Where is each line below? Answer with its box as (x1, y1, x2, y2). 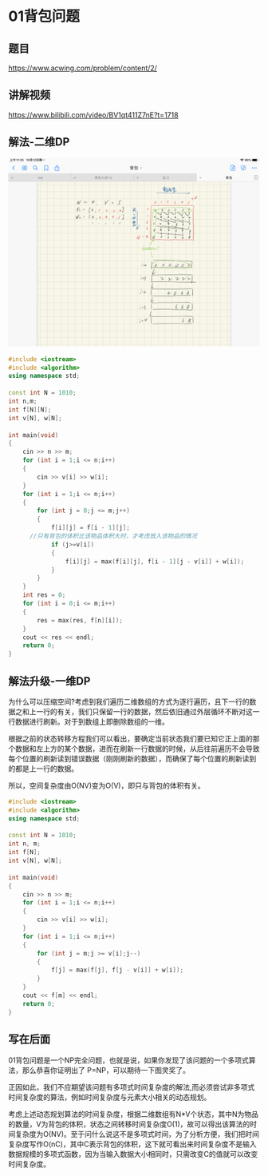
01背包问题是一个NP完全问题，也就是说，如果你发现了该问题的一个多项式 (8, 1055, 250, 1065)
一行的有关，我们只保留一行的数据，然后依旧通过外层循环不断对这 (35, 706, 253, 716)
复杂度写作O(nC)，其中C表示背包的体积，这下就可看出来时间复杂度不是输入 (8, 1139, 257, 1149)
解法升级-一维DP (8, 674, 91, 688)
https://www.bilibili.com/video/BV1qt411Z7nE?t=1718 (8, 109, 179, 120)
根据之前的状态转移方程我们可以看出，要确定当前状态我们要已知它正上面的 (8, 733, 253, 743)
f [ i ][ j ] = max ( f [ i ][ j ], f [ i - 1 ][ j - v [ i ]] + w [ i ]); (65, 557, 245, 566)
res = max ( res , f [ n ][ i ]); (37, 616, 124, 624)
